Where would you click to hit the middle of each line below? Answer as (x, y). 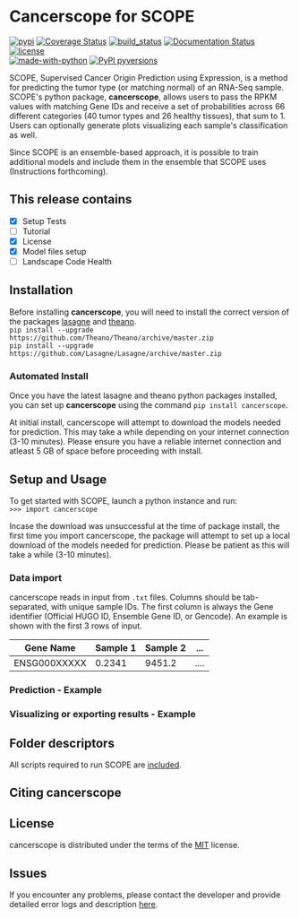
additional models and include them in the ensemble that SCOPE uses (138, 161)
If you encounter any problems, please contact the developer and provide (145, 895)
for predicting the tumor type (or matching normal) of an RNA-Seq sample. (147, 87)
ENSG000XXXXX (50, 663)
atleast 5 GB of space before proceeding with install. (106, 451)
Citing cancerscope (65, 793)
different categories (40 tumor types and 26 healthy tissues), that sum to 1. (148, 116)
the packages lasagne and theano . (73, 321)
